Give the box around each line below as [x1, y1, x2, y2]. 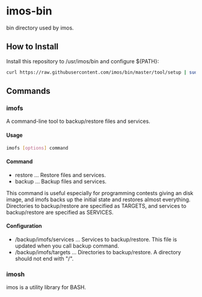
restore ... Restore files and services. [14, 171, 106, 178]
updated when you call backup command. [14, 242, 119, 249]
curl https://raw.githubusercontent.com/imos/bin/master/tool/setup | [6, 69, 187, 75]
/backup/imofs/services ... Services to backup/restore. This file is [14, 236, 177, 243]
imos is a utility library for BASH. [6, 284, 86, 291]
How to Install [6, 42, 59, 52]
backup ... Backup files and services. [14, 178, 107, 185]
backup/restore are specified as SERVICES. [6, 208, 114, 216]
